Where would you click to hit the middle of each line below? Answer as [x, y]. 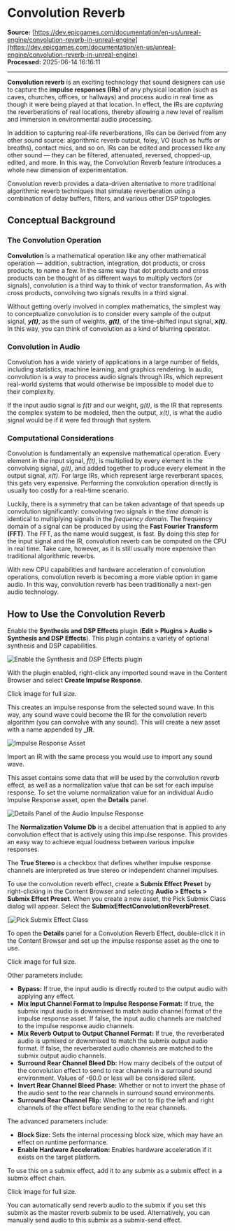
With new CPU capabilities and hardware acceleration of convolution [106, 570]
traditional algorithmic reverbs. [51, 556]
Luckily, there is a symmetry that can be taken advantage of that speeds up [116, 504]
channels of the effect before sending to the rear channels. [102, 1108]
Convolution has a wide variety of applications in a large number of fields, [114, 362]
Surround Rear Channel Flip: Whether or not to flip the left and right [116, 1100]
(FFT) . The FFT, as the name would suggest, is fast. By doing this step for [113, 534]
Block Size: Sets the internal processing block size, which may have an [120, 1135]
